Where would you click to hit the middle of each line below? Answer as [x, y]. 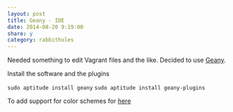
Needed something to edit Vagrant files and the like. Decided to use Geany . [116, 60]
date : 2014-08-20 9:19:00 [45, 27]
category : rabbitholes [41, 40]
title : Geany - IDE [36, 20]
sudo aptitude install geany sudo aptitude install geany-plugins [106, 88]
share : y [20, 33]
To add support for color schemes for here [69, 101]
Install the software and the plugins [58, 74]
